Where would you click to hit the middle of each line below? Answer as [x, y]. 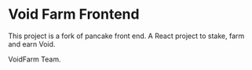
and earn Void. [32, 44]
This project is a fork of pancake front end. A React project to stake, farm [126, 36]
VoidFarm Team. [35, 59]
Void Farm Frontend [74, 14]
